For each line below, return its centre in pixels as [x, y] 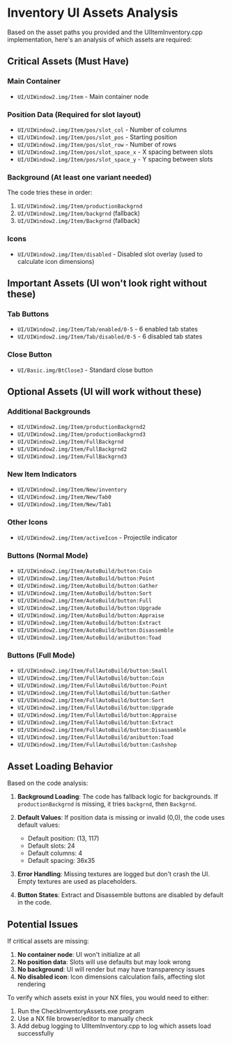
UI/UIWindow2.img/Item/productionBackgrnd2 [82, 427]
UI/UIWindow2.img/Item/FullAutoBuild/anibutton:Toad [95, 738]
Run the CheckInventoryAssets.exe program [80, 1011]
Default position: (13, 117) [63, 839]
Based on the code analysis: [48, 783]
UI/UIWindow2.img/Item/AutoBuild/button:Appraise [91, 616]
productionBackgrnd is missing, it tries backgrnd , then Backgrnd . [107, 804]
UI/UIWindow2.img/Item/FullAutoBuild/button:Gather [94, 693]
